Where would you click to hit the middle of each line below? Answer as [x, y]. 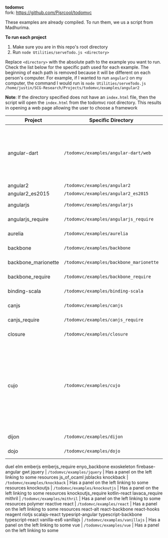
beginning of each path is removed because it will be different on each [78, 72]
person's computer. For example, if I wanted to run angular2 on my [74, 78]
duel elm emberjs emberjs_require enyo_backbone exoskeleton [70, 466]
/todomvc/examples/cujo [92, 385]
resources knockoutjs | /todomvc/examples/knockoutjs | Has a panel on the [82, 488]
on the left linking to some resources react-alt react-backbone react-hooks [82, 509]
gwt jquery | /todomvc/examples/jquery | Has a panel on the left [87, 472]
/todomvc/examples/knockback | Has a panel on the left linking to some [77, 482]
